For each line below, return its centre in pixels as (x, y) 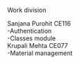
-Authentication (30, 31)
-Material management (40, 53)
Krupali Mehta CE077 (38, 46)
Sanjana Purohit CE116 (39, 23)
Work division (27, 10)
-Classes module (32, 38)
